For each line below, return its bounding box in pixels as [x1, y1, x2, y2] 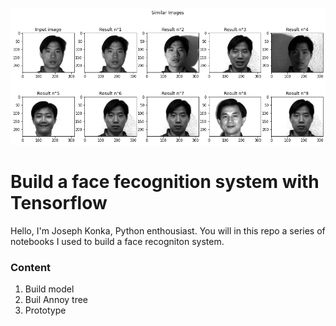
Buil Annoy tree [24, 294, 89, 306]
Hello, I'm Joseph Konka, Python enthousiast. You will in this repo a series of [10, 224, 326, 237]
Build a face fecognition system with [10, 171, 320, 193]
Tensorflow [10, 192, 108, 215]
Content [10, 260, 52, 274]
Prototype [24, 304, 67, 317]
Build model [24, 283, 75, 295]
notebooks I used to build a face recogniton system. [10, 235, 225, 247]
